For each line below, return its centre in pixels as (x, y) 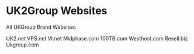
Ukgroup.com (22, 45)
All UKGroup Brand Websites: (41, 27)
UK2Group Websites (57, 11)
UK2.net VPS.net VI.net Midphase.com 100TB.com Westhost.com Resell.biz (97, 38)
